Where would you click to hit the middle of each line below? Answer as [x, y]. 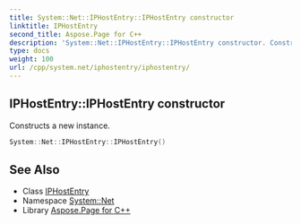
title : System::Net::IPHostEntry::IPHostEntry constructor [122, 17]
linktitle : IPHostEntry [54, 26]
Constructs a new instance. [60, 125]
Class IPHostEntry [56, 191]
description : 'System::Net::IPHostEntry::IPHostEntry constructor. [138, 43]
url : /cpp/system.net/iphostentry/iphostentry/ [100, 68]
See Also [34, 170]
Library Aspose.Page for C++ [77, 211]
